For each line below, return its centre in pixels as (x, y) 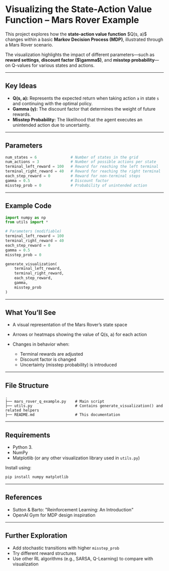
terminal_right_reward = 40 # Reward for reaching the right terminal (83, 171)
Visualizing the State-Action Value (79, 9)
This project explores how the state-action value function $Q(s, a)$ (76, 34)
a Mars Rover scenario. (29, 44)
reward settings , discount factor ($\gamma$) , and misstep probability (80, 60)
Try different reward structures (44, 553)
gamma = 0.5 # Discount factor (57, 180)
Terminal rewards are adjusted (52, 354)
